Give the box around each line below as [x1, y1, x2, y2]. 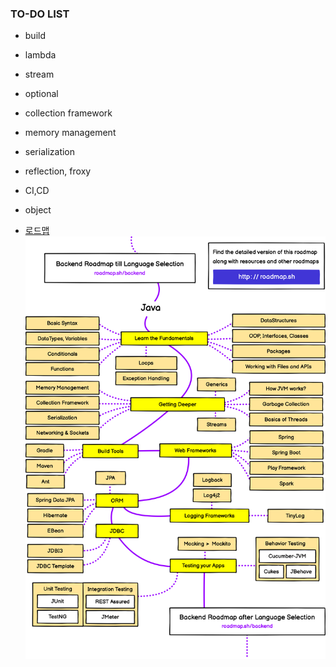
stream [24, 68, 55, 81]
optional [24, 88, 59, 100]
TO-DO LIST [10, 7, 70, 21]
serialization [24, 146, 76, 158]
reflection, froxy [24, 165, 92, 177]
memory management [24, 127, 117, 139]
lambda [24, 49, 57, 61]
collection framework [24, 107, 113, 119]
